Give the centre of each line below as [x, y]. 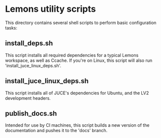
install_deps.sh [29, 43]
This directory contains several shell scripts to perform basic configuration [81, 23]
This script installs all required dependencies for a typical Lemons [72, 55]
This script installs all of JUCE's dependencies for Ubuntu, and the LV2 [77, 93]
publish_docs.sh [31, 113]
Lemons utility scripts [50, 9]
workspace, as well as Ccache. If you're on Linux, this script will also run [79, 60]
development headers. [28, 98]
